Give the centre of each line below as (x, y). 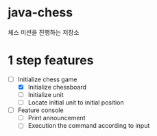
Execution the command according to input (89, 126)
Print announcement (57, 118)
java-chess (40, 13)
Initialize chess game (47, 79)
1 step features (51, 60)
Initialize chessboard (57, 87)
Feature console (40, 110)
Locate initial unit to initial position (76, 103)
